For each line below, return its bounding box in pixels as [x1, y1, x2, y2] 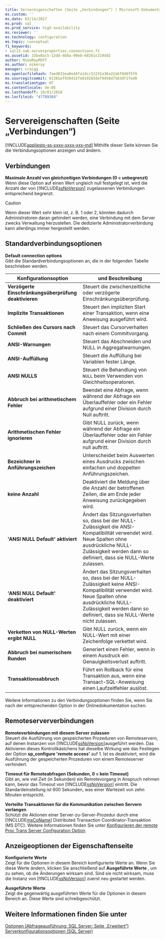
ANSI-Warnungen [7, 341, 51, 348]
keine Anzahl [7, 491, 39, 498]
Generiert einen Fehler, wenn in [82, 646, 155, 653]
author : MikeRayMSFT [5, 58, 48, 63]
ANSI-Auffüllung [7, 355, 48, 362]
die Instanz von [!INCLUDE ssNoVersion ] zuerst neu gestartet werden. [5, 875, 146, 882]
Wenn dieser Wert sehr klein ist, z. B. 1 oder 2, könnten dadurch [5, 210, 134, 215]
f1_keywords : [5, 44, 32, 49]
